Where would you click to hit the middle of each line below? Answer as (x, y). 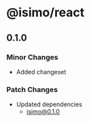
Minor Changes (32, 57)
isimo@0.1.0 (43, 112)
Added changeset (41, 72)
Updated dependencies (49, 104)
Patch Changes (32, 89)
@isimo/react (45, 13)
